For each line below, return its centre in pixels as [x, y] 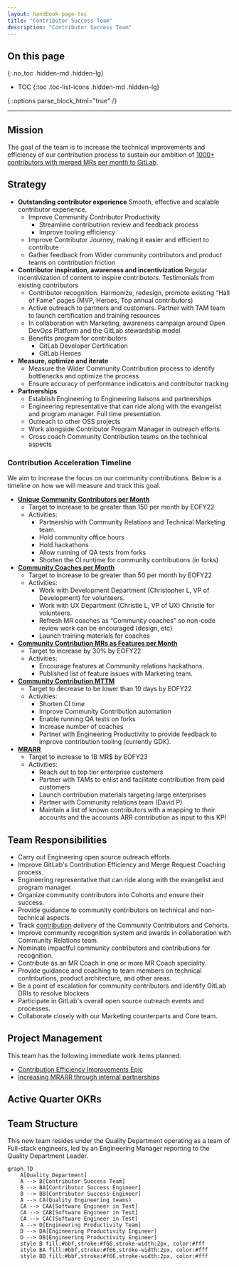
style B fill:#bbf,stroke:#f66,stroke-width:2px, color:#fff [112, 1243]
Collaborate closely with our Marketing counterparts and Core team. [118, 1015]
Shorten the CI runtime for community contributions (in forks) [129, 560]
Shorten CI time [62, 704]
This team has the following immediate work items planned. [94, 1055]
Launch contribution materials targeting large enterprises [122, 795]
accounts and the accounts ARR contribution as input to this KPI [132, 817]
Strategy [27, 185]
